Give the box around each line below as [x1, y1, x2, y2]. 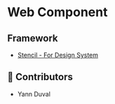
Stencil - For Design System [17, 51, 99, 59]
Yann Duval [17, 89, 51, 98]
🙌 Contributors [7, 71, 74, 83]
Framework [7, 32, 58, 44]
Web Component [7, 4, 108, 20]
